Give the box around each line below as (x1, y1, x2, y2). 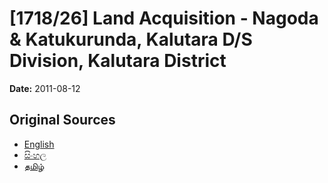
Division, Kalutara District (9, 50, 227, 72)
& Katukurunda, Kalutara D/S (9, 28, 253, 51)
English (23, 138, 55, 150)
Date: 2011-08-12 (9, 82, 81, 94)
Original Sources (9, 112, 116, 129)
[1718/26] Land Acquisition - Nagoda (9, 7, 319, 30)
